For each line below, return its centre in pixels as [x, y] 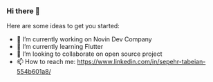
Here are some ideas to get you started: [63, 26]
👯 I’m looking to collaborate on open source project [90, 54]
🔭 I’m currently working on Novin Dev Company [84, 39]
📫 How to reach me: [46, 62]
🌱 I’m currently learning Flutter [60, 47]
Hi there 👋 [24, 11]
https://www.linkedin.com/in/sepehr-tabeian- [141, 62]
